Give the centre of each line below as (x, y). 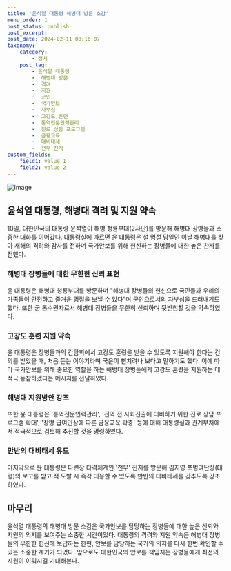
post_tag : (34, 65)
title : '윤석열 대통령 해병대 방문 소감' (58, 13)
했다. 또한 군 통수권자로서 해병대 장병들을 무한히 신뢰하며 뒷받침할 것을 (102, 307)
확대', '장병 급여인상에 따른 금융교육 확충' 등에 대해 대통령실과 (108, 423)
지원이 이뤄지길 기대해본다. (43, 561)
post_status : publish (38, 26)
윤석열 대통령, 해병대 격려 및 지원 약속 (82, 211)
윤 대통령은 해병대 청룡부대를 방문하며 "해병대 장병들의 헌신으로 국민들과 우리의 (113, 290)
